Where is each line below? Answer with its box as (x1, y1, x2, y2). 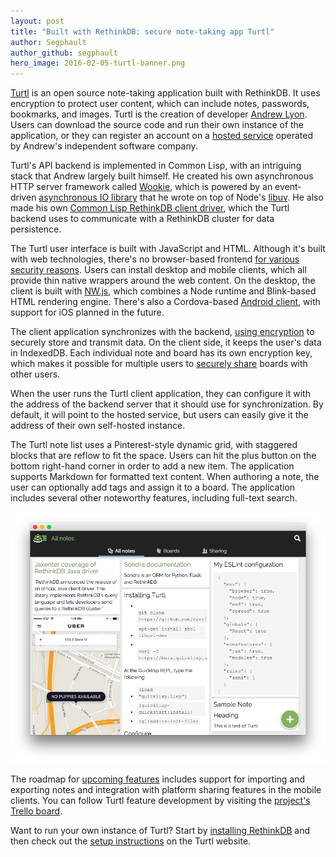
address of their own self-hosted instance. (10, 420, 186, 432)
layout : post (10, 16, 65, 26)
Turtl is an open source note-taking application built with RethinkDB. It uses (10, 87, 321, 99)
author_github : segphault (10, 48, 118, 58)
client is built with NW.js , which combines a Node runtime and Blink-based (10, 285, 317, 297)
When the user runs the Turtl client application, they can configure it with (10, 388, 311, 400)
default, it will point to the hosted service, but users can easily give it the (10, 409, 309, 421)
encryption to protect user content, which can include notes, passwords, (10, 98, 310, 110)
